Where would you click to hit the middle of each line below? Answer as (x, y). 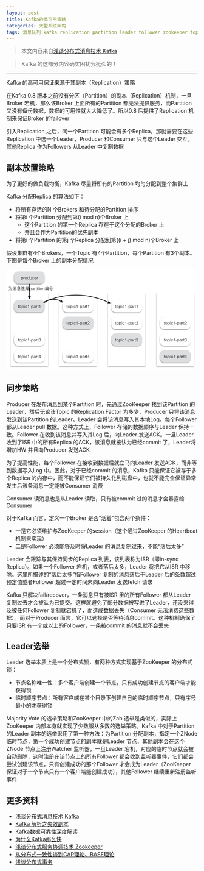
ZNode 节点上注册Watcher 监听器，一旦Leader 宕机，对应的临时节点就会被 (100, 749)
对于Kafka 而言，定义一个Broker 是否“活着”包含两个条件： (79, 517)
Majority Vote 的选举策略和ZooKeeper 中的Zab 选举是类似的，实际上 (92, 719)
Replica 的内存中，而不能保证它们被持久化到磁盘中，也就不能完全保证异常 (104, 478)
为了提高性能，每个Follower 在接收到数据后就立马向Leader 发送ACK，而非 (99, 463)
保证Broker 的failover (43, 118)
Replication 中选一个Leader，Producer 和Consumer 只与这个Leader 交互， (100, 139)
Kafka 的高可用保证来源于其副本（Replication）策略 (71, 83)
